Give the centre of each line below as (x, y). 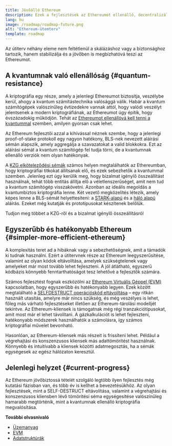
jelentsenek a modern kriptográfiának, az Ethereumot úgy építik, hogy (79, 112)
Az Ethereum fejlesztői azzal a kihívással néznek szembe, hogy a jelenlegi (83, 133)
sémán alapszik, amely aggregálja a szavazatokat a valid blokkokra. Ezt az (84, 144)
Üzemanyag (25, 428)
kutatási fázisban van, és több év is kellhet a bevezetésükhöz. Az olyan (80, 385)
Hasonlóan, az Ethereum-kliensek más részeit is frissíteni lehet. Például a (82, 335)
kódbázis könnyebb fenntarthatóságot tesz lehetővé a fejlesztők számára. (83, 272)
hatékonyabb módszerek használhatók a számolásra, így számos (74, 320)
